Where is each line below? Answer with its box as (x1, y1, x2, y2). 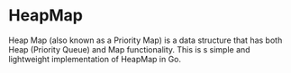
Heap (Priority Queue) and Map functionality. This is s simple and (8, 44, 250, 54)
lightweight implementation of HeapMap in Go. (8, 53, 182, 64)
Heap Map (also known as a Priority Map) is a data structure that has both (8, 35, 283, 45)
